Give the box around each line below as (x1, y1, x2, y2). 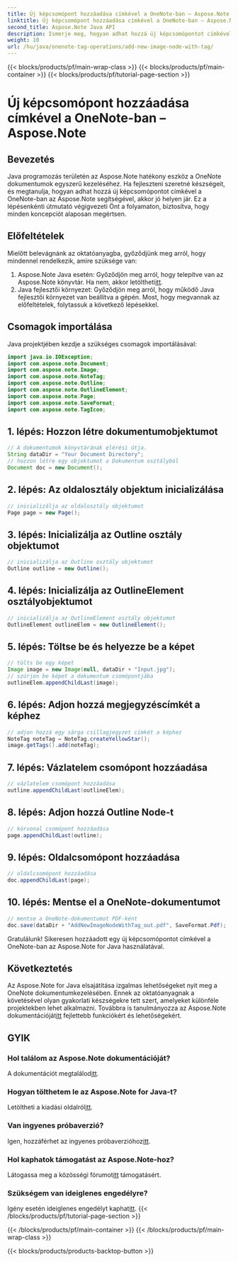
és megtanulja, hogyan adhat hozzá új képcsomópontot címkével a (7, 187, 202, 195)
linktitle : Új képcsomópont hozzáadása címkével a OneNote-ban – (7, 17, 204, 24)
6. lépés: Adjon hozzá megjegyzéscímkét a (7, 699, 200, 711)
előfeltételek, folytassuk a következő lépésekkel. (17, 300, 159, 309)
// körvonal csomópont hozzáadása (7, 825, 110, 832)
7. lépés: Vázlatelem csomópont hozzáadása (7, 761, 208, 773)
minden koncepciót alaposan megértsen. (7, 210, 127, 218)
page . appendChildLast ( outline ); (7, 831, 103, 839)
